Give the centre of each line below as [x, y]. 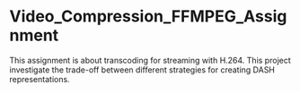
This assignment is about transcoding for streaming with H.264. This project [150, 60]
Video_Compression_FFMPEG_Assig [148, 17]
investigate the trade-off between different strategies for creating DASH [142, 70]
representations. [40, 79]
